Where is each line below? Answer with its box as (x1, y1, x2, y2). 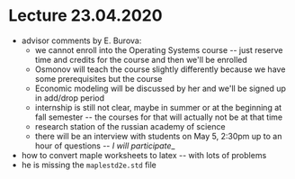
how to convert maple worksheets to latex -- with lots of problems (21, 149, 267, 160)
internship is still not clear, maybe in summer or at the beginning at (34, 102, 282, 112)
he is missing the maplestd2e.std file (21, 159, 156, 170)
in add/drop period (34, 92, 105, 103)
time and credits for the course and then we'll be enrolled (34, 54, 248, 65)
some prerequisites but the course (34, 73, 163, 84)
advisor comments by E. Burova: (21, 35, 142, 46)
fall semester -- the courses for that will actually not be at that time (34, 112, 283, 122)
